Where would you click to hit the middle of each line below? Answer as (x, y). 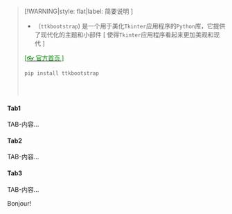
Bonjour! (19, 203)
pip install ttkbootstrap (61, 73)
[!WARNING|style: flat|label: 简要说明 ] (79, 11)
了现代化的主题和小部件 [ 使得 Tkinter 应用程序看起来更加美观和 (124, 35)
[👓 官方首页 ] (44, 58)
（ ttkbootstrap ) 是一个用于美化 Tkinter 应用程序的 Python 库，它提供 (130, 26)
